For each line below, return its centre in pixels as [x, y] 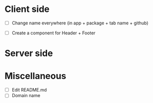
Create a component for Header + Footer [53, 33]
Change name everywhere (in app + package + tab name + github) [80, 23]
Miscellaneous [35, 76]
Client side [27, 9]
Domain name [26, 96]
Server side [29, 53]
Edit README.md [29, 90]
